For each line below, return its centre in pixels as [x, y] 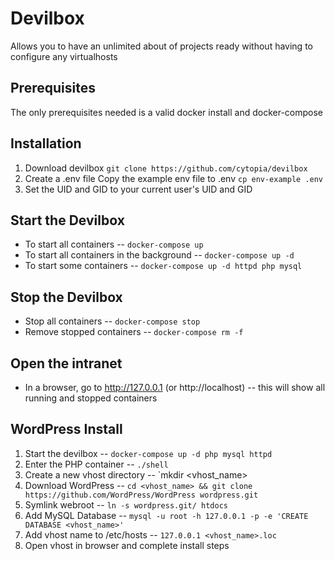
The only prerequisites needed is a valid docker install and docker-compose [167, 112]
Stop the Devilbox [66, 297]
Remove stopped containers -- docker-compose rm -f [134, 332]
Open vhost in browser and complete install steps [127, 545]
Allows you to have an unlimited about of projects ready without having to [161, 46]
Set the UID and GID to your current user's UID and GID [138, 189]
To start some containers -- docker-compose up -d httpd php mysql [163, 266]
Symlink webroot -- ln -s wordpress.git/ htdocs [126, 504]
